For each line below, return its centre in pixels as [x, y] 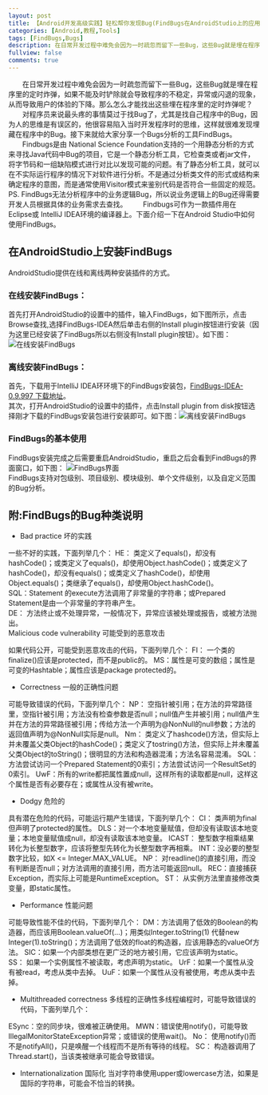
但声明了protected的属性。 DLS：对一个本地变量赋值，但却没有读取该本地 [130, 828]
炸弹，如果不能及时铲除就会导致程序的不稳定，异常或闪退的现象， [151, 94]
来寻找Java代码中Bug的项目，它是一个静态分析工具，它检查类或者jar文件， [132, 154]
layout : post [30, 16]
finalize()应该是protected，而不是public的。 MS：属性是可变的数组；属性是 [132, 660]
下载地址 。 [52, 396]
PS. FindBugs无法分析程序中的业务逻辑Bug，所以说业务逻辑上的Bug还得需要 [134, 194]
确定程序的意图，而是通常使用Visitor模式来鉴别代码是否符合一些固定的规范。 [134, 184]
